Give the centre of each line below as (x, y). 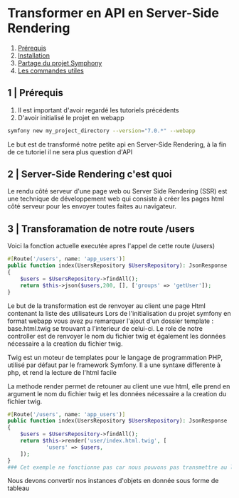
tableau (18, 488)
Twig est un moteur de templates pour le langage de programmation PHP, (115, 357)
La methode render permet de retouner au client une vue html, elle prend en (119, 386)
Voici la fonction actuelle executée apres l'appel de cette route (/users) (111, 246)
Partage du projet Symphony (60, 63)
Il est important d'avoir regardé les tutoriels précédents (98, 110)
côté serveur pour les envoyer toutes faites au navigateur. (92, 206)
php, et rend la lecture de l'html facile (62, 372)
